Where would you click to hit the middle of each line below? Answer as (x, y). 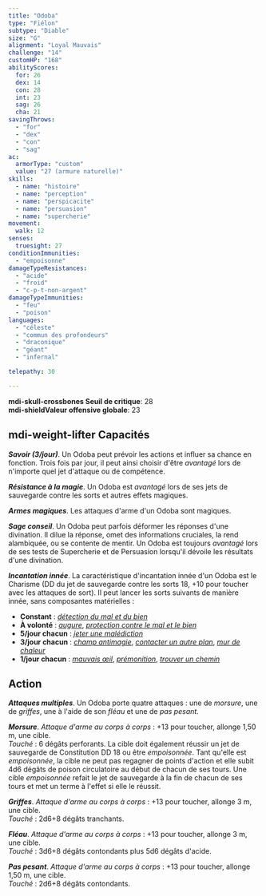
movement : (25, 224)
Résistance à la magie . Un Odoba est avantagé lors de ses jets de (118, 486)
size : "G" (25, 38)
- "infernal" (37, 357)
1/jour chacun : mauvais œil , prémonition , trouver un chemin (120, 659)
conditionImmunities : (44, 253)
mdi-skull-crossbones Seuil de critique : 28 (81, 401)
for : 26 (28, 75)
